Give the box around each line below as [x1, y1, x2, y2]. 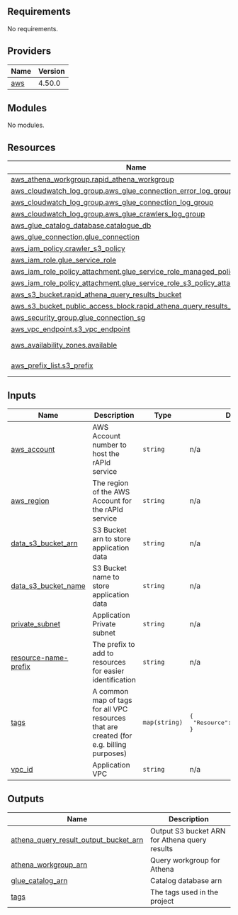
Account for [92, 496, 132, 506]
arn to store [92, 534, 131, 544]
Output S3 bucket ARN [149, 826, 226, 836]
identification [92, 675, 136, 685]
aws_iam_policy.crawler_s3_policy [11, 244, 125, 254]
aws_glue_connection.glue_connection [11, 232, 140, 242]
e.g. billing [92, 740, 127, 750]
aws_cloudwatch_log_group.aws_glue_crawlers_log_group [11, 209, 205, 219]
